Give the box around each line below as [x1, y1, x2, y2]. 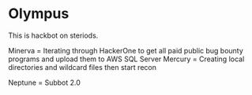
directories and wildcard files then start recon [8, 62, 156, 71]
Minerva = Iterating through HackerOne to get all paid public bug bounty [8, 46, 243, 55]
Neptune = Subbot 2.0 [8, 78, 81, 87]
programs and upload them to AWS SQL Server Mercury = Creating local [8, 54, 245, 64]
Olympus [8, 5, 70, 23]
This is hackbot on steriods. [8, 31, 99, 40]
